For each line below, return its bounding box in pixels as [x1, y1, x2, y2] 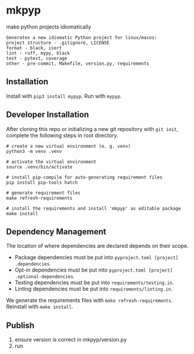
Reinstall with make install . [6, 303, 73, 310]
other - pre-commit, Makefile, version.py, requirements [6, 60, 150, 66]
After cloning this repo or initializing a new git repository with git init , [6, 125, 179, 132]
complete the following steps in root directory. [6, 132, 118, 139]
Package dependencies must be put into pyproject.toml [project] [14, 254, 179, 261]
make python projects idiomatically [6, 23, 92, 30]
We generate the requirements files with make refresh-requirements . [6, 297, 173, 304]
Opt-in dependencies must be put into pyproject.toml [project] [14, 266, 173, 273]
